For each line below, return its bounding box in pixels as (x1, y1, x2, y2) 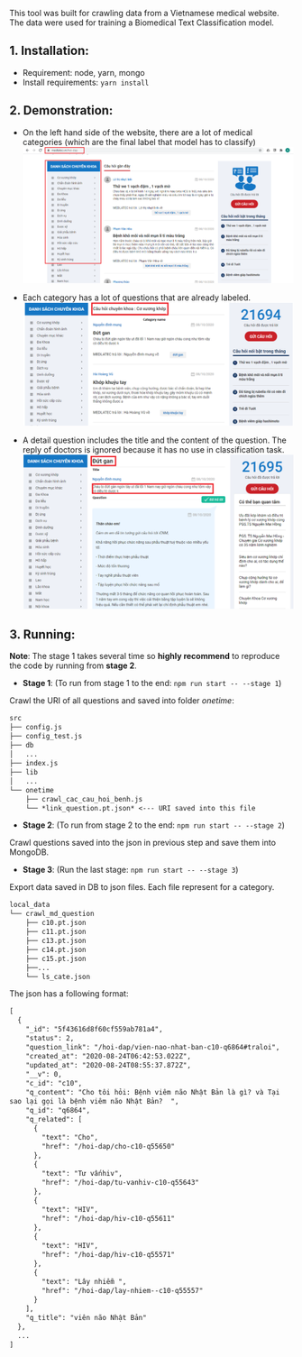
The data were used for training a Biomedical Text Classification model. (9, 17, 275, 28)
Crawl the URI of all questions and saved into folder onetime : (9, 694, 234, 706)
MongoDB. (9, 847, 50, 857)
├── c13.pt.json (25, 936, 87, 945)
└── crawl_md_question (9, 909, 95, 918)
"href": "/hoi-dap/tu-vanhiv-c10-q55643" (41, 1178, 200, 1187)
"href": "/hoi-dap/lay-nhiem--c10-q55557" (41, 1286, 204, 1295)
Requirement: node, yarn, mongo (22, 67, 146, 78)
